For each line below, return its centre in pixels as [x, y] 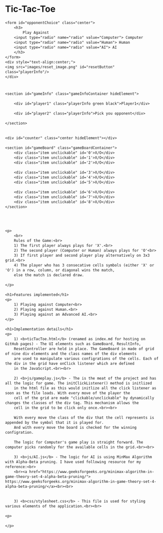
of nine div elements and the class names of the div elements [71, 354]
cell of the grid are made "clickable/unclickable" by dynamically [84, 398]
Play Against [36, 32]
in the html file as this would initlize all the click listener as [85, 388]
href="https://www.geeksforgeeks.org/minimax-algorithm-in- [92, 472]
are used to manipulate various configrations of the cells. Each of [86, 359]
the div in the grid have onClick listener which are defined [70, 364]
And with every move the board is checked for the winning [75, 428]
